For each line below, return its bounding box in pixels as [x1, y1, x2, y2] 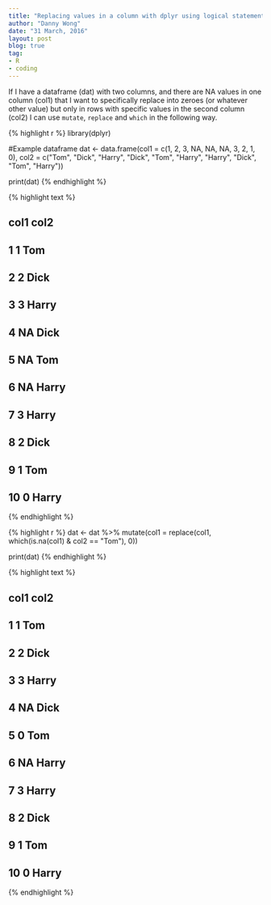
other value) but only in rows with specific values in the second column [8, 104, 245, 113]
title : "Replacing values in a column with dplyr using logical [8, 11, 229, 20]
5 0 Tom [8, 729, 50, 742]
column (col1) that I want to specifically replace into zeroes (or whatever [8, 95, 248, 105]
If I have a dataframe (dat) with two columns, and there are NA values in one [8, 87, 262, 96]
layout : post [8, 34, 52, 43]
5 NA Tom [8, 353, 59, 367]
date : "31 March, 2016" [8, 27, 89, 35]
